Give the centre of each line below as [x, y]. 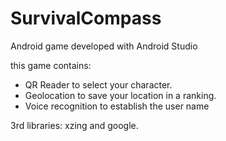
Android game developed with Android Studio [104, 46]
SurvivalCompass [86, 18]
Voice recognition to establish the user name [117, 106]
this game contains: [51, 65]
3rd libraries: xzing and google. [74, 125]
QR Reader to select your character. [98, 84]
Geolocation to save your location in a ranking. [120, 95]
